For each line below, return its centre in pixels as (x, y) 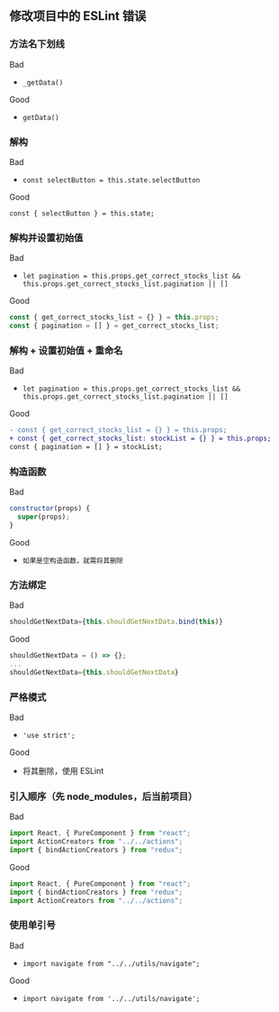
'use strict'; (49, 735)
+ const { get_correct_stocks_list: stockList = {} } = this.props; (140, 439)
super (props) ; (44, 517)
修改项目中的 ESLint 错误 (78, 16)
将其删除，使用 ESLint (63, 770)
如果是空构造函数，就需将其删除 (73, 561)
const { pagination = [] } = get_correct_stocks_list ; (114, 326)
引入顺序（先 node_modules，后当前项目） (103, 796)
